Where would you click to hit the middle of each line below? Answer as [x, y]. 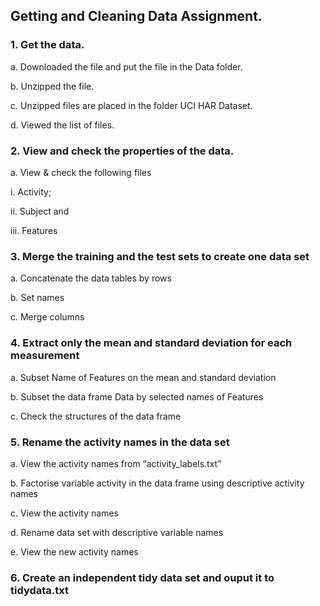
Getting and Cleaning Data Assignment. [136, 16]
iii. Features [34, 230]
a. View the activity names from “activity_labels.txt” [116, 463]
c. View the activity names [64, 513]
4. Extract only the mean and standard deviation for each [151, 343]
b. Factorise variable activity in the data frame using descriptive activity [157, 483]
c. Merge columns [47, 317]
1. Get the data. [47, 45]
